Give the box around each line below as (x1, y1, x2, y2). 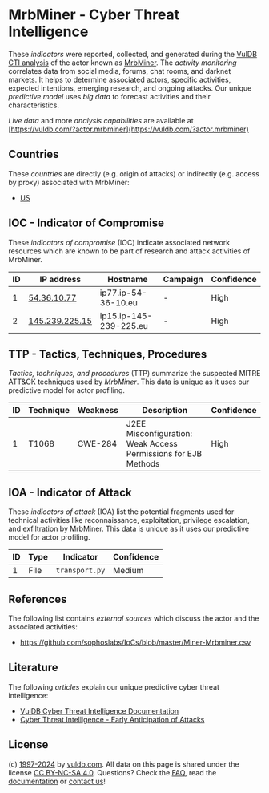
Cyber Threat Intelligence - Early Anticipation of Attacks (19, 714, 205, 724)
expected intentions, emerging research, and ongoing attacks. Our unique (8, 83, 252, 93)
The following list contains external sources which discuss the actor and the (8, 613, 259, 623)
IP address (39, 273, 82, 285)
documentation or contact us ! (8, 776, 106, 786)
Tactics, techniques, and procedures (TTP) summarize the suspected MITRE (8, 369, 261, 378)
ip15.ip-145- (99, 310, 153, 322)
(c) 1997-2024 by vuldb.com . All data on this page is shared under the (8, 759, 239, 769)
